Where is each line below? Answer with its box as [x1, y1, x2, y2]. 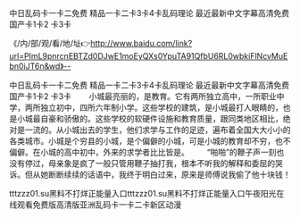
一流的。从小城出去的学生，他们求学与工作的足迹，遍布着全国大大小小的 [24, 124, 291, 135]
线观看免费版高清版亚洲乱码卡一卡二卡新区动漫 [9, 199, 181, 210]
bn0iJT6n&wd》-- [9, 61, 71, 71]
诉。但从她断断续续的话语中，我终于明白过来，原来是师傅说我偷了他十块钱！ [9, 169, 291, 180]
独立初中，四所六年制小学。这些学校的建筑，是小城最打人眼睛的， [39, 102, 283, 113]
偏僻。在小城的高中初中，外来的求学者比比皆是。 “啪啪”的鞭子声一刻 [9, 147, 277, 157]
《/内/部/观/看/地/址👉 [9, 38, 91, 48]
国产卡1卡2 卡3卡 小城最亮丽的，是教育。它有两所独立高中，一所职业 [9, 91, 277, 101]
